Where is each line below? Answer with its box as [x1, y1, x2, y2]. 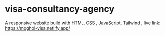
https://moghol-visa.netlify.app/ [5, 25, 71, 31]
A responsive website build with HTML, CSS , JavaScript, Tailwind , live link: [5, 20, 161, 26]
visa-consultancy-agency [5, 3, 115, 15]
